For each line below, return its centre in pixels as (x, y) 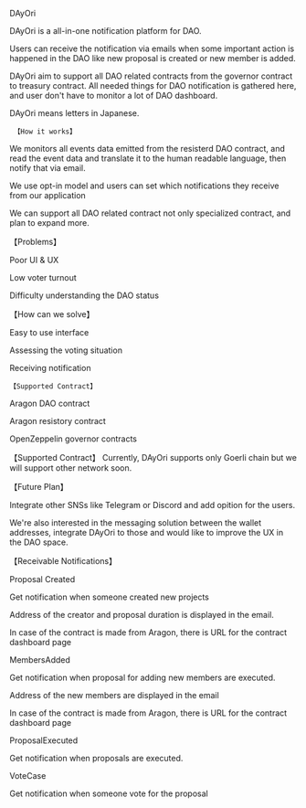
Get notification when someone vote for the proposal (109, 793)
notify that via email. (48, 168)
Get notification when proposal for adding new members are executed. (142, 677)
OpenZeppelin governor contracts (74, 439)
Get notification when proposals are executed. (96, 758)
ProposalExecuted (44, 740)
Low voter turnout (43, 277)
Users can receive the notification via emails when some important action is (152, 48)
